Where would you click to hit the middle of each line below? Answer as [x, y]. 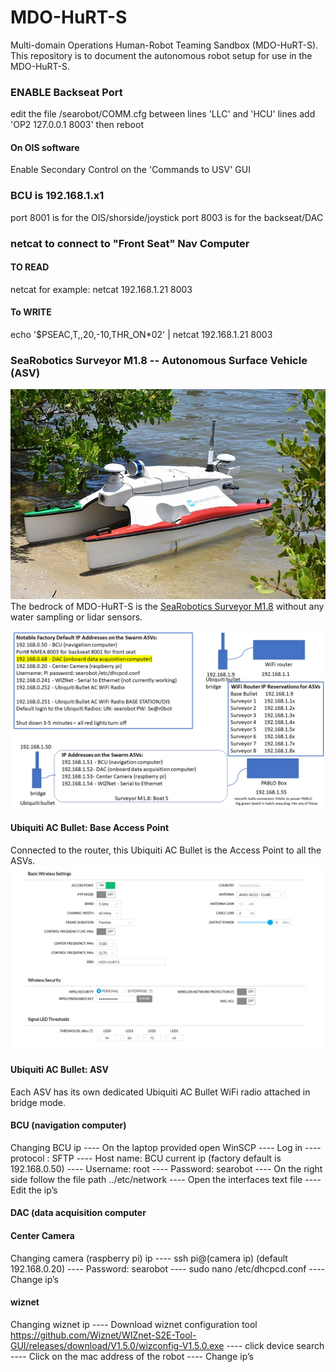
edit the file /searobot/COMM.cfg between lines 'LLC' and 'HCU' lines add [163, 114]
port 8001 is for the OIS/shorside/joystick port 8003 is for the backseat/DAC [167, 217]
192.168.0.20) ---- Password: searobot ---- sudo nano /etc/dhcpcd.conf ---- [168, 1268]
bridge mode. [38, 1102]
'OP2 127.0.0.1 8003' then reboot [77, 125]
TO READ [30, 267]
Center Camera [42, 1235]
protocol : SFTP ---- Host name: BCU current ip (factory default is [146, 1158]
